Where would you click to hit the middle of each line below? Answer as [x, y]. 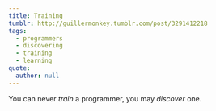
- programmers [39, 38]
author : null [38, 76]
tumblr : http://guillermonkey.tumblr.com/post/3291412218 [108, 23]
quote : [19, 68]
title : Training [36, 16]
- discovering [39, 46]
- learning [34, 61]
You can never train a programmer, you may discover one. [105, 98]
